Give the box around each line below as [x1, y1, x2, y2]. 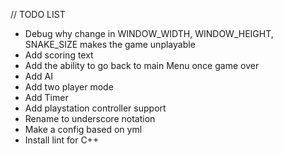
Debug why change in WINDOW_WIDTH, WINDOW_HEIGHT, [24, 28, 274, 39]
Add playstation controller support [24, 102, 167, 114]
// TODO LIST [10, 9, 66, 20]
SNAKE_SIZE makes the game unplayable [24, 39, 196, 50]
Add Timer [24, 92, 69, 103]
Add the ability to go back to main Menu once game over [24, 60, 260, 71]
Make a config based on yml [24, 124, 143, 135]
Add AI [24, 70, 53, 82]
